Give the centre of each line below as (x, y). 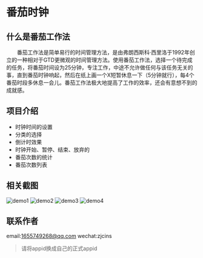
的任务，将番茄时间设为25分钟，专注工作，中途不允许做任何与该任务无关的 (100, 68)
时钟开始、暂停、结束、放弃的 (52, 150)
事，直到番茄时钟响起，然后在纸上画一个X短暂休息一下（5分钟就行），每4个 (100, 75)
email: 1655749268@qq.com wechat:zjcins (59, 236)
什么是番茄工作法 (38, 37)
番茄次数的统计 (34, 157)
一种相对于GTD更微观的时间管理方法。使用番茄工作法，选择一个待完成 (105, 60)
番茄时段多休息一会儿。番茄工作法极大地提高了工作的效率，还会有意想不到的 (102, 83)
